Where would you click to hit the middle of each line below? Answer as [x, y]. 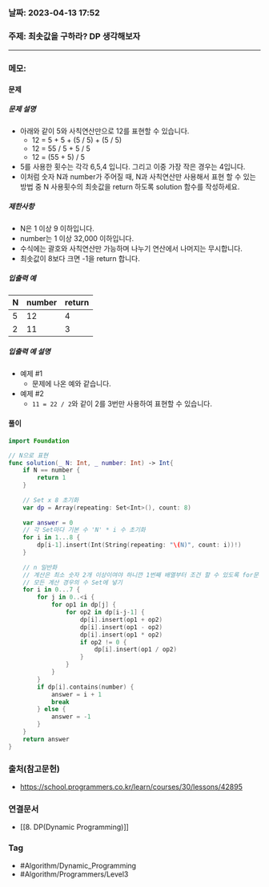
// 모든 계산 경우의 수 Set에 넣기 [72, 582]
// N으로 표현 [28, 456]
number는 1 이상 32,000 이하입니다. [77, 238]
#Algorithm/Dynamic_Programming [78, 865]
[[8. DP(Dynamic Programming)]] [74, 827]
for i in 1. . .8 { [52, 538]
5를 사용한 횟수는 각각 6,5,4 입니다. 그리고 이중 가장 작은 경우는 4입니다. [132, 166]
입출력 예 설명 [29, 352]
